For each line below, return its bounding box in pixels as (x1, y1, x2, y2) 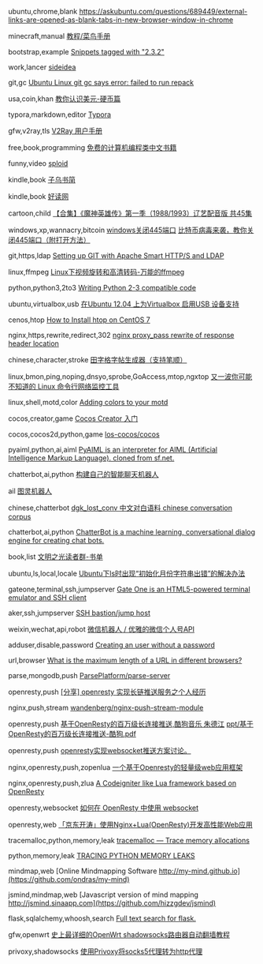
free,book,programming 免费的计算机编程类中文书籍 (8, 143, 177, 152)
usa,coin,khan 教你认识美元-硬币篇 (8, 94, 121, 103)
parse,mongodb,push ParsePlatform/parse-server (8, 671, 171, 680)
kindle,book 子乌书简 (8, 175, 76, 184)
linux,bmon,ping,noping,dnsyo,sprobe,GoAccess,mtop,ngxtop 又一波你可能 (8, 372, 253, 381)
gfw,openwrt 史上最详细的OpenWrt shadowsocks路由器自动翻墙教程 (8, 930, 231, 939)
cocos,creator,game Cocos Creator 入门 (8, 414, 139, 423)
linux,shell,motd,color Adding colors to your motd (8, 398, 169, 407)
